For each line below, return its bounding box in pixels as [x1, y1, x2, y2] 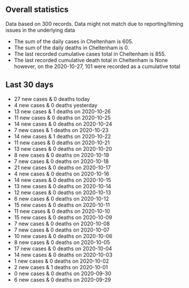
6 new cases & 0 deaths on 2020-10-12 [13, 195, 109, 202]
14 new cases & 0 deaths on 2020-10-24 [13, 120, 112, 127]
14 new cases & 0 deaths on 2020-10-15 [13, 176, 112, 184]
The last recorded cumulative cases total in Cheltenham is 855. [13, 50, 166, 57]
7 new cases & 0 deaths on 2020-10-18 [13, 158, 109, 165]
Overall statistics [5, 5, 69, 15]
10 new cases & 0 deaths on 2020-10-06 [13, 232, 112, 239]
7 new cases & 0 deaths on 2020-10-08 [13, 220, 110, 227]
